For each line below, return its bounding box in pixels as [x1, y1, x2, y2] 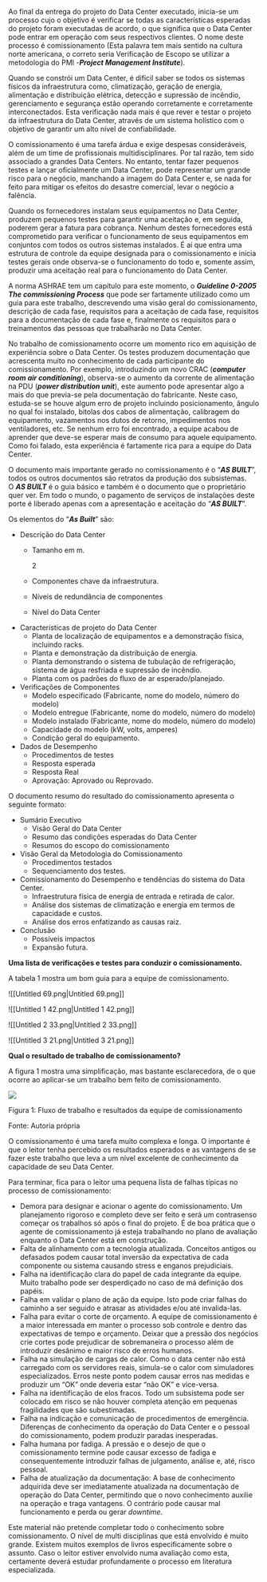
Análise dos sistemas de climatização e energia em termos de [31, 900, 235, 910]
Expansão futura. [31, 942, 88, 952]
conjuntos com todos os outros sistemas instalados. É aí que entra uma [8, 240, 242, 249]
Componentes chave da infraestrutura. [31, 576, 159, 586]
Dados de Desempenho [19, 742, 98, 751]
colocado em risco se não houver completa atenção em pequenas [19, 1397, 238, 1406]
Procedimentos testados [31, 858, 112, 867]
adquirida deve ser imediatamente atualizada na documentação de [19, 1482, 239, 1491]
